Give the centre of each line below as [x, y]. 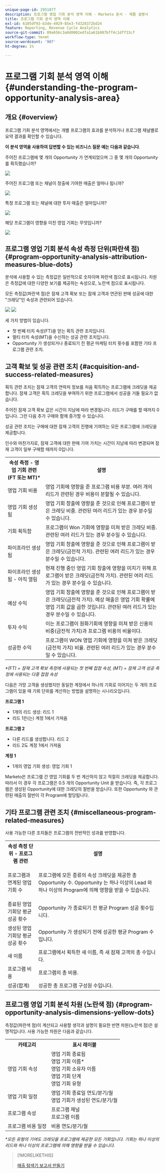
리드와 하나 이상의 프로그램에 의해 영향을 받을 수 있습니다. [60, 1145]
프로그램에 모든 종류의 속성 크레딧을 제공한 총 [88, 875]
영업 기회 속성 [23, 1068]
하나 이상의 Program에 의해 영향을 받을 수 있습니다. [94, 890]
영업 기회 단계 [66, 1076]
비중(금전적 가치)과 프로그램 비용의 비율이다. [94, 631]
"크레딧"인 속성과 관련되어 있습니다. [39, 300]
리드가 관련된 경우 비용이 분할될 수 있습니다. [93, 494]
